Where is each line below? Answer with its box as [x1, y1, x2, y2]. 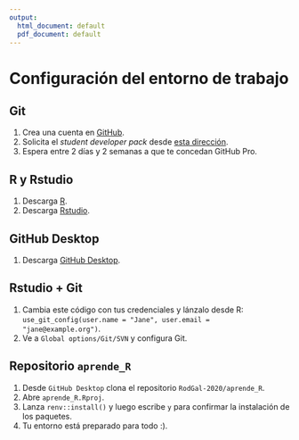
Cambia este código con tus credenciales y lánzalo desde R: [21, 304, 244, 315]
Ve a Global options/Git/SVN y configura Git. [21, 332, 188, 344]
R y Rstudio [9, 171, 74, 187]
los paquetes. [21, 411, 73, 421]
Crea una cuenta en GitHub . [21, 127, 125, 138]
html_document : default [17, 21, 105, 30]
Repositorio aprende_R [9, 359, 132, 374]
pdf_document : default [17, 29, 101, 38]
